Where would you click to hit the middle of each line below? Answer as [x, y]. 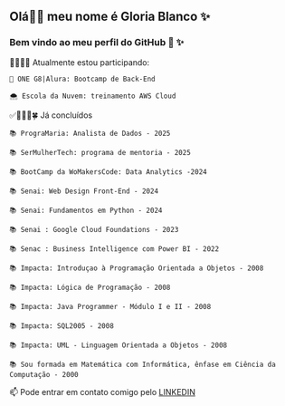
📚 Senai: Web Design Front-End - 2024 [84, 191]
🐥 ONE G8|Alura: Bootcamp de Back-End [82, 79]
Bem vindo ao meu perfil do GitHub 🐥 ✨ [97, 43]
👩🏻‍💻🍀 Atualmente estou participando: [80, 62]
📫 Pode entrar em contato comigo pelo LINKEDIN [103, 391]
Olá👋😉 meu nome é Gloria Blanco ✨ [110, 17]
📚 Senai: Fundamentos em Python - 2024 [86, 210]
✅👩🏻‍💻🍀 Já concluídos [51, 115]
